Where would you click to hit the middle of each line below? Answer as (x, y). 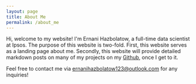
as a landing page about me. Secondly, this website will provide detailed (94, 51)
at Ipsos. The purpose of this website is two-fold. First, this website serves (97, 45)
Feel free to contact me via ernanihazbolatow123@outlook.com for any (92, 69)
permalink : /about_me (33, 22)
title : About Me (26, 17)
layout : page (22, 11)
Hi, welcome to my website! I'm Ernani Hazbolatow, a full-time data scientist (98, 39)
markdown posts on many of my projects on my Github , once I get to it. (92, 57)
